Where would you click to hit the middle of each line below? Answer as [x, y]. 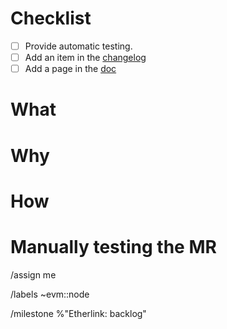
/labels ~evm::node [50, 294]
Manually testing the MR [113, 246]
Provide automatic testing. [78, 46]
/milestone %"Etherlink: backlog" [78, 313]
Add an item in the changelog [85, 57]
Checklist [51, 18]
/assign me [33, 274]
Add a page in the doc [70, 69]
